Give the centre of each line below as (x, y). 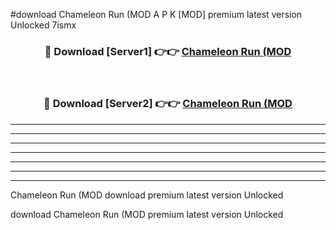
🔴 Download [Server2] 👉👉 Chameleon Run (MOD (168, 104)
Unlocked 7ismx (43, 25)
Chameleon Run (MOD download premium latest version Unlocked (147, 195)
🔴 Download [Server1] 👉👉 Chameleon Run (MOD (168, 51)
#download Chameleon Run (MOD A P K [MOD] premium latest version (156, 14)
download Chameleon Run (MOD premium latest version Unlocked (147, 214)
